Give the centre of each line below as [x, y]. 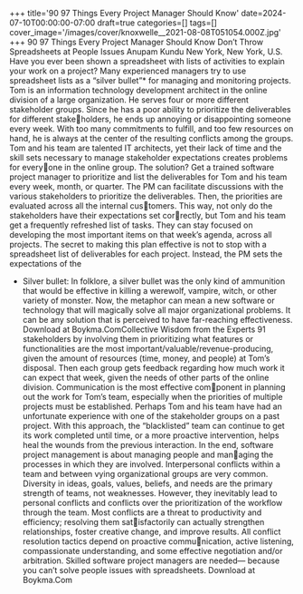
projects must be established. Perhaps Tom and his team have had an [152, 406]
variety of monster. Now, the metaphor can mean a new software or [148, 300]
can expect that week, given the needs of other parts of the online [146, 377]
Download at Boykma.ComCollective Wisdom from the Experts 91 [144, 329]
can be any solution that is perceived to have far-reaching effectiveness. [157, 320]
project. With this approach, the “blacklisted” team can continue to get [153, 426]
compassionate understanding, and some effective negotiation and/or [152, 551]
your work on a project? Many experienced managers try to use [128, 71]
